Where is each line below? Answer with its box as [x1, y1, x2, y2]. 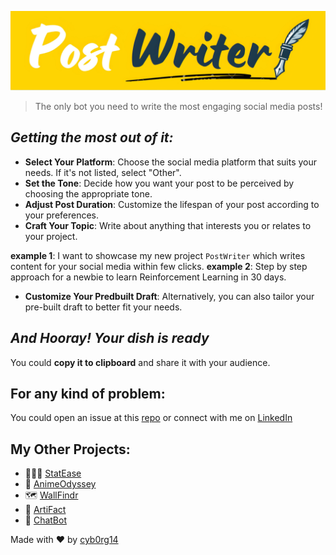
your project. [24, 230, 78, 242]
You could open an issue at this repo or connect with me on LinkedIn [10, 412, 293, 424]
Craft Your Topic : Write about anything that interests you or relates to [24, 219, 312, 231]
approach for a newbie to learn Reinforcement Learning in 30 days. [10, 271, 287, 283]
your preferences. [24, 209, 100, 221]
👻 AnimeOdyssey [24, 478, 97, 490]
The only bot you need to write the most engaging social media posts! [34, 100, 323, 112]
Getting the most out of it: [10, 129, 174, 146]
